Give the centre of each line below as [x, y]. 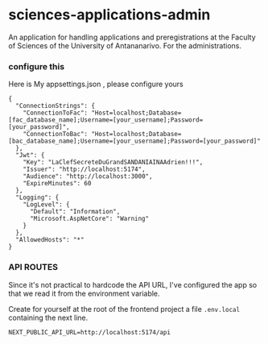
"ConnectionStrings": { [55, 106]
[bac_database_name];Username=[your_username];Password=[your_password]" [135, 141]
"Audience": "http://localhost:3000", [88, 176]
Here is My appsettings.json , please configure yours [96, 84]
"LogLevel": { [46, 205]
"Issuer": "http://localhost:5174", [85, 170]
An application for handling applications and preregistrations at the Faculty [132, 37]
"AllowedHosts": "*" [50, 240]
